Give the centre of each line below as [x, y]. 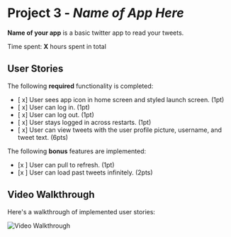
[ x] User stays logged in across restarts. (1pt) [84, 122]
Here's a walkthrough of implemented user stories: [81, 211]
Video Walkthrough [51, 195]
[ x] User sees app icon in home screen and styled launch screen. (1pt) [121, 99]
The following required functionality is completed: [80, 86]
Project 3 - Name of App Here [96, 13]
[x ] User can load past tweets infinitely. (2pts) [85, 172]
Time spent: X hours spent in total [57, 46]
